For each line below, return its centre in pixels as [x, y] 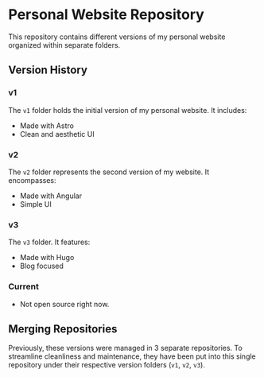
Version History [48, 70]
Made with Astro [47, 126]
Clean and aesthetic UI [57, 134]
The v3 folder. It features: [49, 242]
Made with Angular [50, 196]
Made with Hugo [47, 258]
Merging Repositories [63, 329]
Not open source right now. [64, 304]
